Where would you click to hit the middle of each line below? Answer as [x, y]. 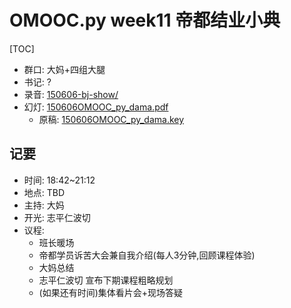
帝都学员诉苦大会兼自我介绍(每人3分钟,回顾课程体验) [147, 255]
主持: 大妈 [44, 205]
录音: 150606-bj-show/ [71, 94]
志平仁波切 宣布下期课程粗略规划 [106, 280]
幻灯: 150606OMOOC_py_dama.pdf [96, 107]
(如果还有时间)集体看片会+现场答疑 [111, 292]
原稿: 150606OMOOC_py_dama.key [111, 119]
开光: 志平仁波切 [57, 217]
